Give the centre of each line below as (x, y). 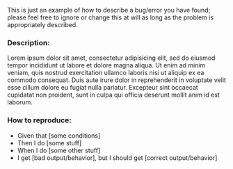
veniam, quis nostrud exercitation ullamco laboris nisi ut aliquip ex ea (106, 73)
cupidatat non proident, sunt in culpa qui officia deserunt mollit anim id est (114, 95)
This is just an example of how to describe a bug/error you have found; (109, 10)
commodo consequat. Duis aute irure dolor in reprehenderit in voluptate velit (116, 80)
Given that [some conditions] (59, 136)
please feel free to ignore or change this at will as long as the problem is (111, 17)
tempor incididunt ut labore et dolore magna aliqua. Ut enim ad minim (106, 65)
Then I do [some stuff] (49, 143)
